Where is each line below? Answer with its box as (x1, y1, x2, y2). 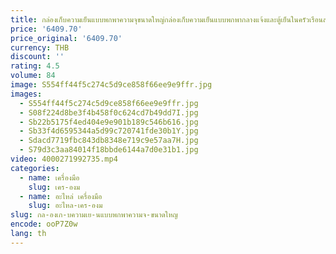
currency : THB (10, 42, 70, 53)
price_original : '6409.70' (10, 33, 123, 43)
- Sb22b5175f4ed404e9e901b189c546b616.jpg (19, 117, 199, 127)
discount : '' (10, 52, 65, 62)
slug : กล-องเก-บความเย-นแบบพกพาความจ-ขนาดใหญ (10, 210, 178, 220)
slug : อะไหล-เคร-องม (28, 201, 103, 211)
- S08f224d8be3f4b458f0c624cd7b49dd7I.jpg (19, 107, 199, 118)
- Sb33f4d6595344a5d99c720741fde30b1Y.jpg (19, 126, 199, 136)
